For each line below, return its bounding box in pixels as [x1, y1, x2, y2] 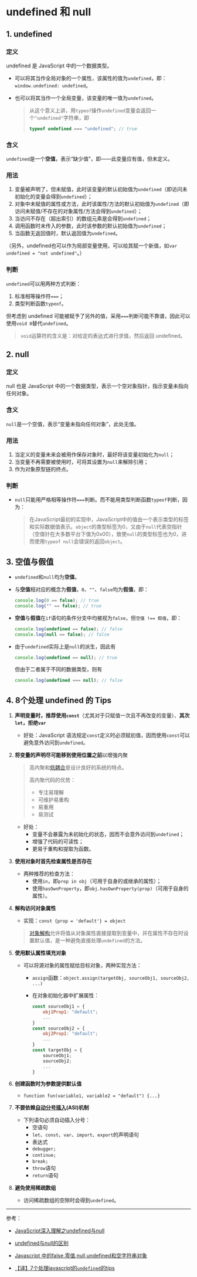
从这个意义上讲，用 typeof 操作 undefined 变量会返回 [29, 107, 151, 114]
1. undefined [6, 29, 53, 39]
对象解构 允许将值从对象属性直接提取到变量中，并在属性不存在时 [29, 930, 184, 937]
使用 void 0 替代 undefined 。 [6, 320, 72, 327]
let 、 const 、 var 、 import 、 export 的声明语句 [32, 1131, 140, 1138]
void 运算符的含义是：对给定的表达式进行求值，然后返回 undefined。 [20, 332, 186, 339]
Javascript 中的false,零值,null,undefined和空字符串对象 [14, 1252, 148, 1259]
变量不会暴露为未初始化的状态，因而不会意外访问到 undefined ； [32, 831, 185, 838]
